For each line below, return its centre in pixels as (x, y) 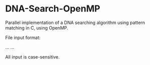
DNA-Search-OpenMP (53, 9)
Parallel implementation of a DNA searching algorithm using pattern (75, 22)
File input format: (23, 37)
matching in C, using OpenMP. (37, 27)
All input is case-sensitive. (32, 57)
